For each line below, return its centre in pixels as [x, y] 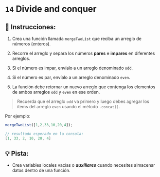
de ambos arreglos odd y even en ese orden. [56, 92]
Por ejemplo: [18, 116]
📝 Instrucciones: [30, 27]
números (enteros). [31, 44]
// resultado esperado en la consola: [44, 134]
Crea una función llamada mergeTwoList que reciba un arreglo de [77, 39]
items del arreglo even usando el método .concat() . [68, 107]
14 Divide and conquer [51, 9]
